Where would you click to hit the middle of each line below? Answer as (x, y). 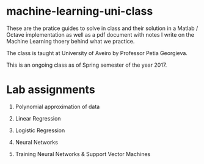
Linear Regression (38, 118)
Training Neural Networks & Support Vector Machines (83, 154)
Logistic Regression (40, 130)
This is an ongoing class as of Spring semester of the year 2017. (87, 65)
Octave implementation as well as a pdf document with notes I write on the (100, 34)
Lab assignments (51, 90)
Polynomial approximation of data (57, 106)
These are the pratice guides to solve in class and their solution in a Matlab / (102, 28)
